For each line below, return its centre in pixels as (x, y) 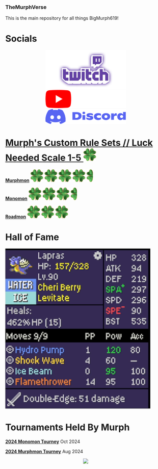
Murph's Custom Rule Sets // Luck (79, 143)
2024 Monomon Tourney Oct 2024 (43, 441)
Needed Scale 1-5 (43, 158)
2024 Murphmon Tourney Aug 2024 (44, 452)
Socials (21, 39)
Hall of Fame (32, 237)
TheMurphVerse (26, 7)
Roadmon (16, 217)
